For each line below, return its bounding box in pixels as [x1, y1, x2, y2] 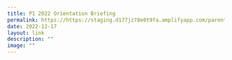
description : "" [7, 36, 54, 43]
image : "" [7, 42, 36, 49]
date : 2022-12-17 [7, 23, 57, 30]
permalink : [7, 17, 39, 23]
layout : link [7, 29, 45, 37]
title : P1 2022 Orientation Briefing [7, 10, 116, 17]
